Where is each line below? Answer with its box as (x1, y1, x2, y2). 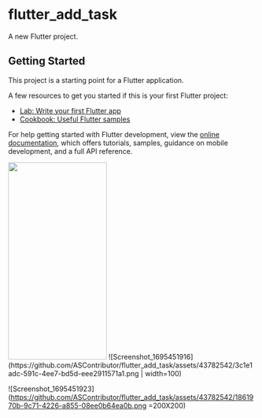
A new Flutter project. (8, 32, 79, 41)
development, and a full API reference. (8, 146, 133, 155)
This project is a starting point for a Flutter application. (8, 75, 184, 84)
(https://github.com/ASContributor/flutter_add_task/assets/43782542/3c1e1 (8, 360, 253, 370)
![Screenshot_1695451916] (108, 352, 194, 361)
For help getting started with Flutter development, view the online (8, 129, 220, 139)
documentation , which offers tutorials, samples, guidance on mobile (8, 138, 228, 147)
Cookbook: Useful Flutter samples (19, 114, 131, 124)
